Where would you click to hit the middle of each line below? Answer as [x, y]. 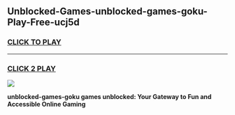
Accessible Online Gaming [47, 104]
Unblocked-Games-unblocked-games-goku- [107, 11]
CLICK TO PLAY [34, 43]
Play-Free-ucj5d [43, 23]
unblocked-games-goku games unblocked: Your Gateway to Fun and [109, 96]
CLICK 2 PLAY [31, 68]
